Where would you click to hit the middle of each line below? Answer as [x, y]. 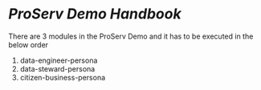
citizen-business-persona [63, 77]
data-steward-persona [57, 68]
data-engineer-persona [59, 60]
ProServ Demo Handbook [95, 14]
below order [29, 44]
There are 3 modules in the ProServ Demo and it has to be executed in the [131, 36]
